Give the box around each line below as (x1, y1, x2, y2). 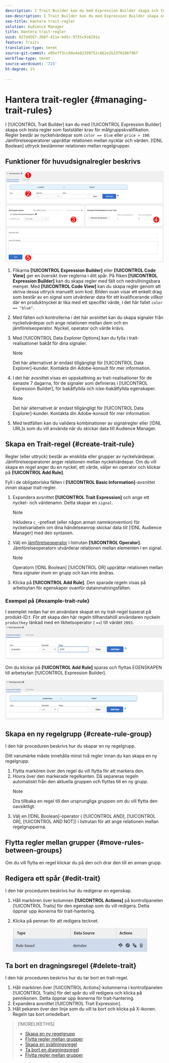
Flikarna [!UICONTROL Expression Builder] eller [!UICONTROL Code (12, 267, 156, 273)
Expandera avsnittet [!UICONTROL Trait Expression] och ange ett (12, 494, 149, 500)
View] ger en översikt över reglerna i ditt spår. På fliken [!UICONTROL (12, 272, 158, 279)
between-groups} (5, 846, 63, 855)
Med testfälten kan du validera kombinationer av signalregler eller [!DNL (12, 420, 162, 426)
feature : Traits (5, 40, 39, 45)
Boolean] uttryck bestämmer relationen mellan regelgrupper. (5, 143, 131, 149)
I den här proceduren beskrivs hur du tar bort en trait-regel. (5, 975, 129, 981)
